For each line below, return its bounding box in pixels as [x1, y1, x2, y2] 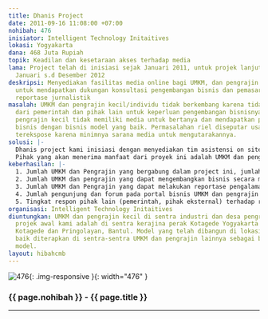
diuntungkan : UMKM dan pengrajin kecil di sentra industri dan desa [8, 213, 241, 221]
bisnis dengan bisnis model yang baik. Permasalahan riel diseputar [15, 123, 248, 131]
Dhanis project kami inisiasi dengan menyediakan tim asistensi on [15, 146, 245, 154]
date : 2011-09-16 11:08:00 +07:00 [8, 19, 124, 27]
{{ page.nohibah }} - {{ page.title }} [8, 291, 148, 302]
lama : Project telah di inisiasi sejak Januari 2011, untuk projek [8, 64, 238, 72]
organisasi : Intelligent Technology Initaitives [8, 205, 173, 213]
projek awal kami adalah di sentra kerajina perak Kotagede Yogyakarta [15, 220, 259, 228]
